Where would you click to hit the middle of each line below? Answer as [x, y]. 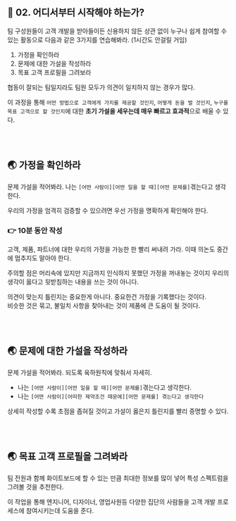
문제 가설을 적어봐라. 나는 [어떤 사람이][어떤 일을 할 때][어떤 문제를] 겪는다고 [110, 187]
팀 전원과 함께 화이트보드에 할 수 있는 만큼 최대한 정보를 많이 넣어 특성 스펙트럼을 [118, 478]
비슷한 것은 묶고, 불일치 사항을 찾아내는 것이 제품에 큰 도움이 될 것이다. [104, 306]
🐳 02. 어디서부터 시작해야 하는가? [76, 13]
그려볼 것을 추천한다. [36, 487]
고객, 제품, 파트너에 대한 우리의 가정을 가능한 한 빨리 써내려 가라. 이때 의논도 [111, 249]
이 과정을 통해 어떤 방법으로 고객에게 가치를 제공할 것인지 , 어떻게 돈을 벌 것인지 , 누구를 [118, 102]
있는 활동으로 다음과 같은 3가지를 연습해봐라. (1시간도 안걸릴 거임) [97, 39]
